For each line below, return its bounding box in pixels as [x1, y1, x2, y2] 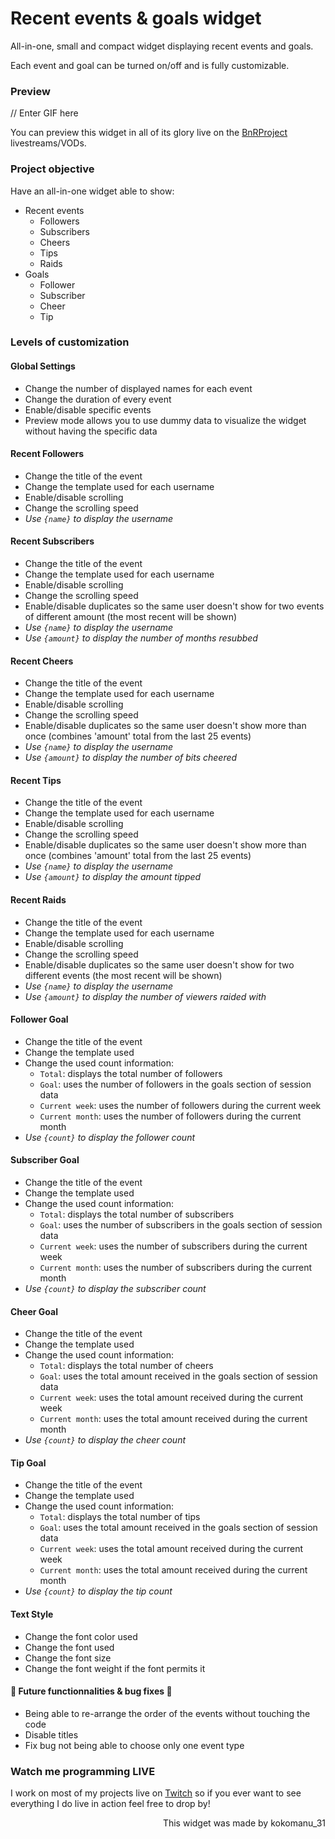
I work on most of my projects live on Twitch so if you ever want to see [10, 1787, 302, 1799]
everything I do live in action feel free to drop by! [10, 1798, 211, 1810]
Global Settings [10, 360, 76, 372]
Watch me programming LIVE [10, 1764, 156, 1778]
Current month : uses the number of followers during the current [39, 1110, 302, 1122]
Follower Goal [10, 1013, 69, 1026]
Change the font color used [24, 1630, 138, 1642]
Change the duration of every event [24, 393, 172, 405]
